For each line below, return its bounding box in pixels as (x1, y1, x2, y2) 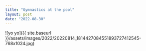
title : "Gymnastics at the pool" (5, 7, 75, 12)
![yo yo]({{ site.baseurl (5, 30, 51, 36)
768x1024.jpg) (5, 41, 35, 47)
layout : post (5, 12, 32, 17)
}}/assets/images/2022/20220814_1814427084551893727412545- (5, 35, 142, 41)
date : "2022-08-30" (5, 16, 46, 21)
